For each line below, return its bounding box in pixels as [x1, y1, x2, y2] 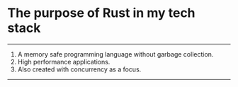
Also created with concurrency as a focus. [17, 65, 142, 74]
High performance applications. [17, 57, 110, 66]
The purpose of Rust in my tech [7, 5, 196, 21]
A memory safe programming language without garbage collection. [17, 50, 214, 58]
